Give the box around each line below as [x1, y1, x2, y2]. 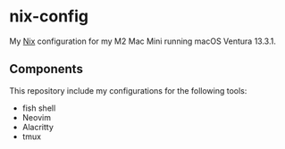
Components [9, 62, 83, 77]
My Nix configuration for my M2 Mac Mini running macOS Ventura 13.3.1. [9, 36, 277, 46]
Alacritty [21, 121, 54, 132]
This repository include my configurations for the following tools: [9, 85, 247, 95]
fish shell [21, 103, 56, 113]
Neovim [21, 112, 52, 122]
